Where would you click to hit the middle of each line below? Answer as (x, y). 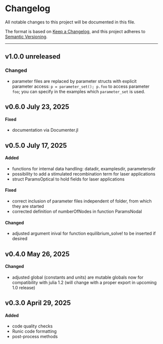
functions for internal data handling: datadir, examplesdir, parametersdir (84, 168)
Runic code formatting (34, 331)
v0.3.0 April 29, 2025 (38, 303)
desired (20, 239)
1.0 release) (24, 287)
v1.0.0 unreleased (33, 57)
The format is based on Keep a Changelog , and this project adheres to (75, 31)
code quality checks (32, 326)
